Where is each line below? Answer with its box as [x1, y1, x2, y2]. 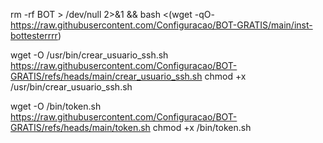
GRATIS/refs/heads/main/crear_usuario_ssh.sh [10, 70, 203, 82]
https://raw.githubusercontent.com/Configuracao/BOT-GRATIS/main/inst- [10, 19, 313, 31]
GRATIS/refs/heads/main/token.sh [10, 122, 151, 133]
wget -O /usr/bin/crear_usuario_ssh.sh [10, 49, 169, 61]
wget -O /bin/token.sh [10, 100, 102, 112]
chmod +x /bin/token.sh [152, 122, 252, 133]
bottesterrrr [10, 30, 58, 41]
